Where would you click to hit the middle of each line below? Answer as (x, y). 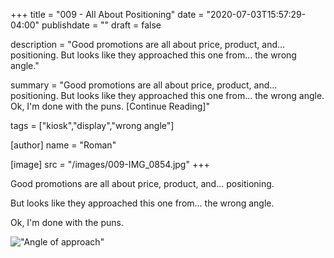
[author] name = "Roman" (63, 145)
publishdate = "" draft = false (101, 25)
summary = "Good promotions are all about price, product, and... (144, 85)
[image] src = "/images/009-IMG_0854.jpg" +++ (110, 164)
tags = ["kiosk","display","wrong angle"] (92, 125)
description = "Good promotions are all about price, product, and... (148, 44)
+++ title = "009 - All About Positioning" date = (107, 14)
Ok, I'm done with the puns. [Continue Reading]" (110, 106)
